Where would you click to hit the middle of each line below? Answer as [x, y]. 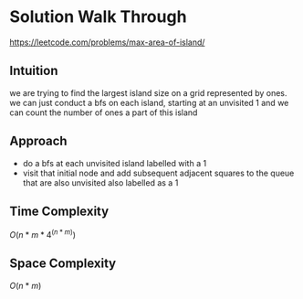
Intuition [34, 71]
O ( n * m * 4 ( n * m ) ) [42, 234]
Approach [38, 141]
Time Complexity [59, 211]
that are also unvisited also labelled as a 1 [100, 182]
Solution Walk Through [98, 17]
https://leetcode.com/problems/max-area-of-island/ [107, 42]
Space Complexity [63, 264]
